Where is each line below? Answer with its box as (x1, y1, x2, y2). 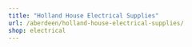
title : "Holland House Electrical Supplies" (8, 11, 159, 20)
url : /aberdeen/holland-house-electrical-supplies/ (8, 19, 184, 27)
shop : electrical (8, 26, 66, 34)
